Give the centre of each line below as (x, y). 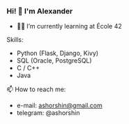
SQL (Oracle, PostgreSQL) (54, 61)
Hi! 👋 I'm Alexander (40, 11)
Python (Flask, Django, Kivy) (58, 53)
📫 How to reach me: (36, 89)
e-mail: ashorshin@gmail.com (59, 106)
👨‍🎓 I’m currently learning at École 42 (69, 26)
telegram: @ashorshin (48, 113)
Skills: (15, 40)
